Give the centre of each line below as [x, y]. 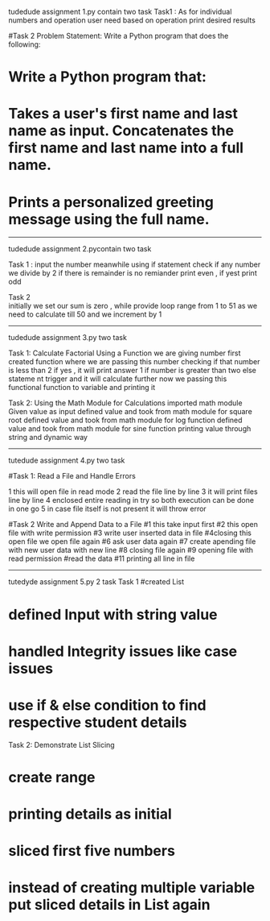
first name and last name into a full [126, 148]
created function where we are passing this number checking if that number [134, 362]
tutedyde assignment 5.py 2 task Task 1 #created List [96, 582]
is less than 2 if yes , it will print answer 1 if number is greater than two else [133, 371]
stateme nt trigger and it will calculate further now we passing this [118, 379]
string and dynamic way [48, 438]
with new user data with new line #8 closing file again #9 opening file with [131, 550]
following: [25, 44]
